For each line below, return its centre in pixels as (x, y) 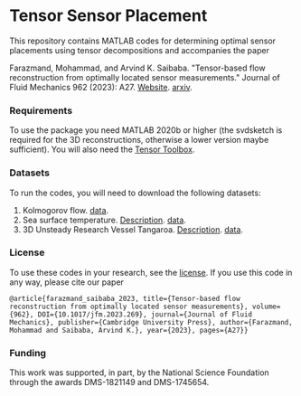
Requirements (41, 110)
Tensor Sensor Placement (108, 16)
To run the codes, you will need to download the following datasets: (135, 193)
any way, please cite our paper (67, 282)
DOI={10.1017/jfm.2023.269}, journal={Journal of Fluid (145, 314)
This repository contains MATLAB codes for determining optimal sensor (143, 41)
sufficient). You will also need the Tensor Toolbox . (102, 149)
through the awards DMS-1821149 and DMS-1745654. (109, 382)
